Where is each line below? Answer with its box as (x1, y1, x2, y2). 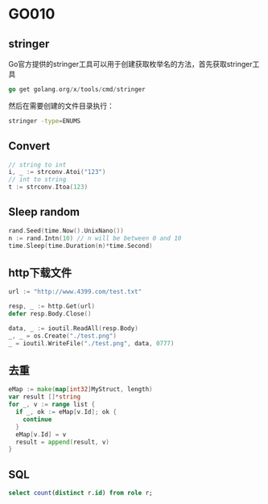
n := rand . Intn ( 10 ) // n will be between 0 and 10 (8, 234, 182, 242)
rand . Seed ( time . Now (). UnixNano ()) (8, 226, 125, 234)
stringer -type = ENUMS (8, 117, 81, 125)
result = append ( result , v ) (15, 438, 110, 446)
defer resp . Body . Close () (8, 310, 92, 318)
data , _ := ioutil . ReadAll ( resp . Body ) (8, 324, 138, 333)
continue (23, 415, 52, 423)
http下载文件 (8, 266, 72, 279)
